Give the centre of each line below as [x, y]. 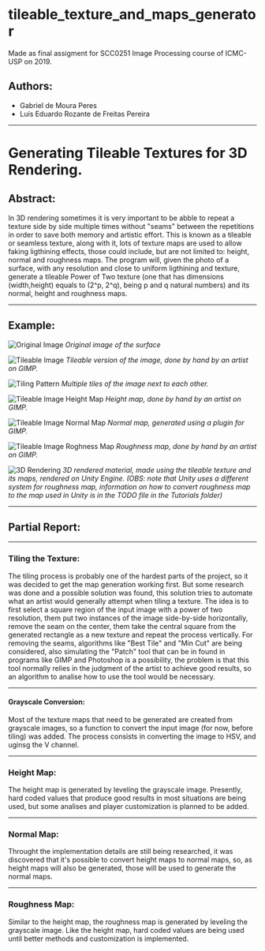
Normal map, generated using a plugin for [176, 422]
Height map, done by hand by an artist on [174, 399]
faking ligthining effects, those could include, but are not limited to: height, [129, 251]
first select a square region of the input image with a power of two [116, 609]
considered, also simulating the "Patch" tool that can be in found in [117, 651]
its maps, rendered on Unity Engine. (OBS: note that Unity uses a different [128, 478]
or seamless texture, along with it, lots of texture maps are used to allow [125, 243]
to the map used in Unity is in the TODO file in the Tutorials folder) [116, 495]
